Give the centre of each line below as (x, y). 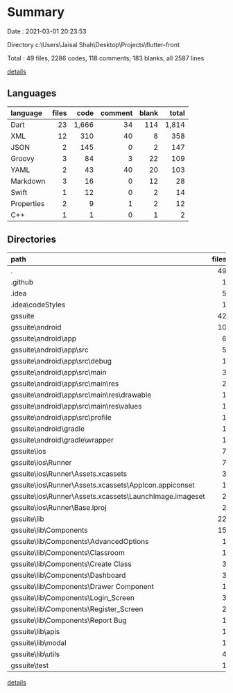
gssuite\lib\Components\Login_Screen (73, 597)
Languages (32, 93)
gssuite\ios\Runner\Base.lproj (59, 507)
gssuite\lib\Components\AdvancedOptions (80, 541)
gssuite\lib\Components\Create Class (71, 564)
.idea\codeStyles (38, 305)
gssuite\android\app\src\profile (61, 417)
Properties (28, 203)
